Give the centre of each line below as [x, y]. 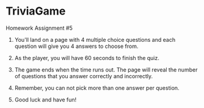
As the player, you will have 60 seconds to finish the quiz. [87, 58]
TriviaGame [36, 11]
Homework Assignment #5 [39, 28]
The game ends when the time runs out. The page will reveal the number [106, 69]
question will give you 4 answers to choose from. [76, 46]
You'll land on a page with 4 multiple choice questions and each [95, 39]
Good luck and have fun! [46, 100]
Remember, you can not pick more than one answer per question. [97, 88]
